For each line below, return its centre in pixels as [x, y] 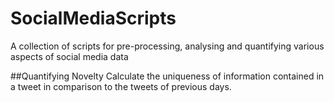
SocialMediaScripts [93, 18]
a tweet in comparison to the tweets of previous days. [121, 86]
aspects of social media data [69, 56]
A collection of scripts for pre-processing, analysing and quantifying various [167, 46]
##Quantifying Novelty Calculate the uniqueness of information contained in [167, 76]
